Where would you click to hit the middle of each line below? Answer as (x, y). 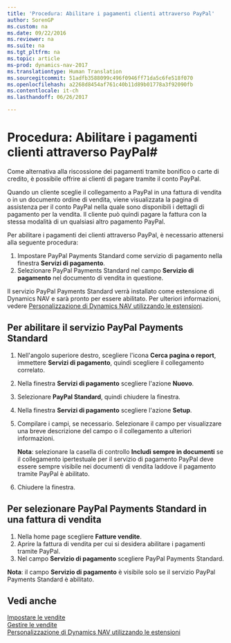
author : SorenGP (30, 20)
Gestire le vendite (32, 625)
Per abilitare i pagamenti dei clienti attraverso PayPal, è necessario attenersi (115, 235)
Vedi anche (32, 600)
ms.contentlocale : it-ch (43, 91)
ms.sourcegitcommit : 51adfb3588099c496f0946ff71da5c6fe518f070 (100, 78)
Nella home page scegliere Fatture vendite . (79, 536)
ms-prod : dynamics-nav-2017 (48, 65)
